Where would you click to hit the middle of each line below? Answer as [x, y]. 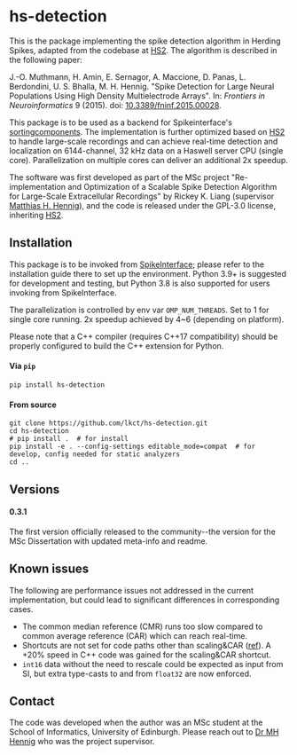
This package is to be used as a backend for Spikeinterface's [121, 122]
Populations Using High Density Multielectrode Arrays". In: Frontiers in [137, 96]
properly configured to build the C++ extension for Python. [117, 346]
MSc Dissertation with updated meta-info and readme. [109, 541]
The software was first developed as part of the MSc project [119, 177]
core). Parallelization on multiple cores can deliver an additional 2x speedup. [148, 160]
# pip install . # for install [69, 439]
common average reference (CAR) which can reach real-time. [135, 635]
